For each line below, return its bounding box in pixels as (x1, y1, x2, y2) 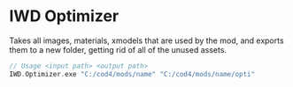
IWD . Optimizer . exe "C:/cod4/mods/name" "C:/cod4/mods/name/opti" (9, 69, 255, 78)
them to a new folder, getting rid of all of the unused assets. (9, 44, 227, 54)
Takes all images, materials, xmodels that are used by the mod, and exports (9, 35, 285, 46)
